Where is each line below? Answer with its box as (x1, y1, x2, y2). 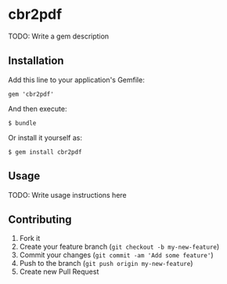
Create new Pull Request (19, 267, 99, 276)
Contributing (8, 213, 72, 226)
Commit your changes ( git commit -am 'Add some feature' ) (19, 250, 214, 260)
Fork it (19, 234, 41, 243)
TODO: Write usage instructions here (8, 190, 127, 199)
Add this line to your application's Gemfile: (8, 75, 145, 84)
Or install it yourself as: (8, 133, 82, 142)
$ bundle (8, 119, 37, 127)
